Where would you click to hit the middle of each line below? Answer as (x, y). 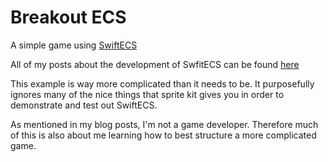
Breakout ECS (68, 17)
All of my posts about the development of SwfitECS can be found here (155, 64)
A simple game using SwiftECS (74, 45)
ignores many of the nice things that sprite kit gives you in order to (147, 94)
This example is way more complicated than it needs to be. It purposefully (162, 83)
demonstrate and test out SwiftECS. (84, 105)
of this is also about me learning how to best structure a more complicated (163, 135)
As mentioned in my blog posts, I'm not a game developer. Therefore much (164, 124)
